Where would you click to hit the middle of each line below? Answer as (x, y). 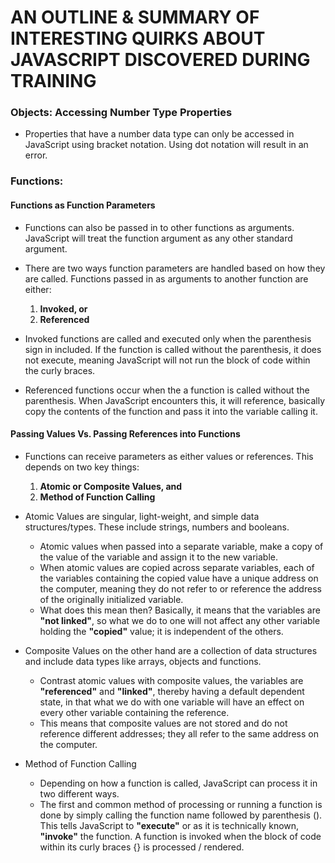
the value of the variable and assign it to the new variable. (158, 557)
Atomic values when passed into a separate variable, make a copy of (181, 546)
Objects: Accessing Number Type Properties (121, 113)
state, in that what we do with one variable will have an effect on (172, 702)
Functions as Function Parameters (83, 205)
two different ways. (79, 793)
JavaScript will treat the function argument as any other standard (158, 238)
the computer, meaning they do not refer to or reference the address (180, 588)
